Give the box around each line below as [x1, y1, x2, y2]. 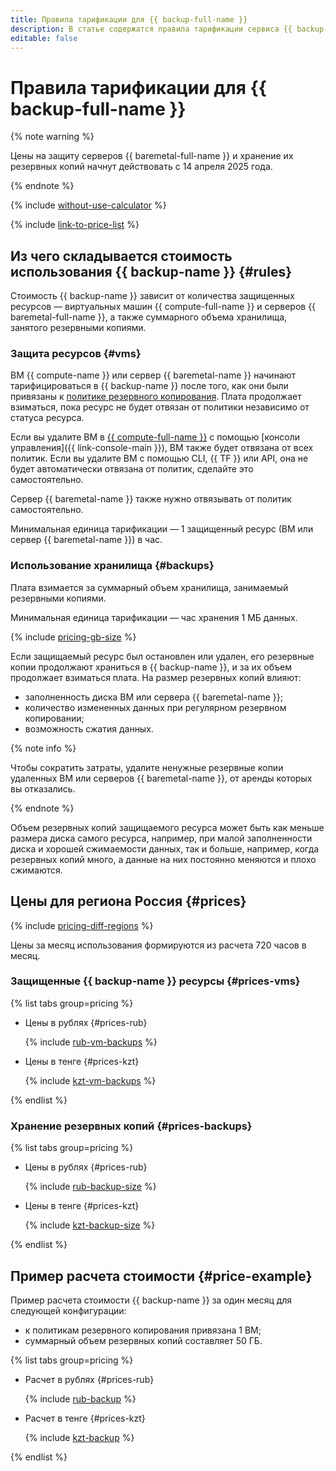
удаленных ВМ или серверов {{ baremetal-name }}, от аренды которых [10, 772, 313, 784]
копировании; [24, 712, 85, 724]
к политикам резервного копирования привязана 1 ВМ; [24, 1324, 262, 1336]
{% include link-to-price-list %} [10, 219, 140, 231]
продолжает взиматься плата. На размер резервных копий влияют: [10, 671, 302, 683]
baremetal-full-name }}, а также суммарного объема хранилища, [10, 311, 288, 323]
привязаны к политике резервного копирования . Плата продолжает [10, 391, 302, 403]
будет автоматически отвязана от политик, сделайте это [10, 463, 254, 475]
